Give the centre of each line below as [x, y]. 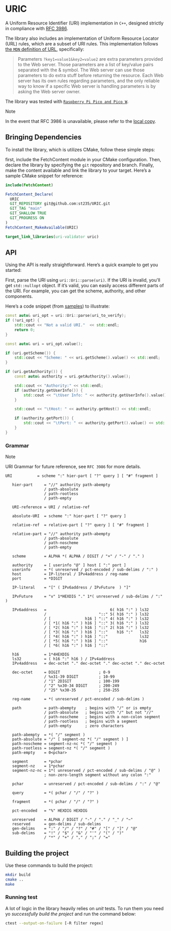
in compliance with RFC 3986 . [37, 28]
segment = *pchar [37, 762]
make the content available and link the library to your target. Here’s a [78, 170]
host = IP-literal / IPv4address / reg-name [70, 574]
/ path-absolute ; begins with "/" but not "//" [99, 713]
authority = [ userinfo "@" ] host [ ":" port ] [69, 565]
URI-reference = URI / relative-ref [51, 507]
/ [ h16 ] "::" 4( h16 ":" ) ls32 [96, 619]
